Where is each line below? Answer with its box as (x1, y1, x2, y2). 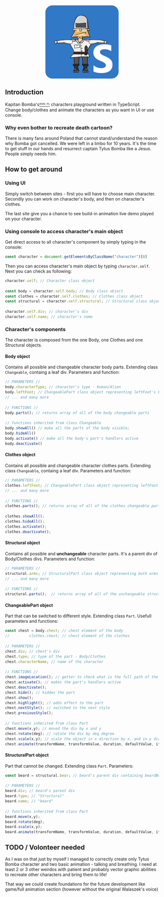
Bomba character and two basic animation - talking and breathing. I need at (5, 861, 157, 867)
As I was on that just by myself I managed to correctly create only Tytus (5, 856, 149, 862)
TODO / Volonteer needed (5, 843, 85, 852)
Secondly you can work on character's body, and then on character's (5, 196, 145, 202)
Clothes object (5, 452, 36, 458)
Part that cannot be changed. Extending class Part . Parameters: (5, 763, 134, 769)
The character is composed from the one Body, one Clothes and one (5, 337, 143, 343)
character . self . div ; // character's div (5, 309, 89, 314)
